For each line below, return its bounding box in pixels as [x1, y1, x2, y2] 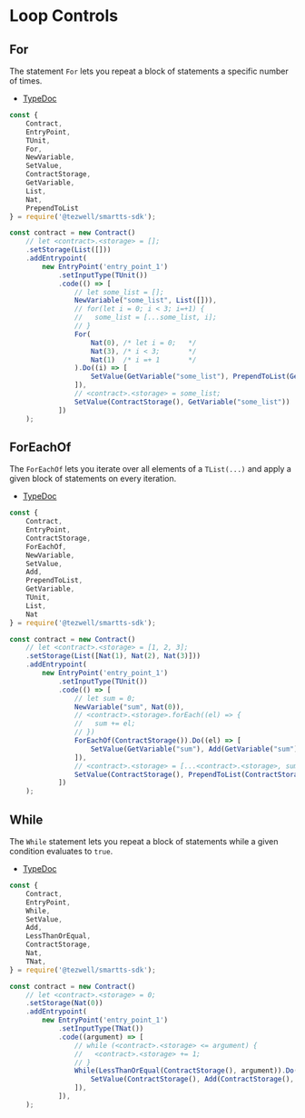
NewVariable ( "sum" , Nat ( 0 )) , [74, 702, 184, 712]
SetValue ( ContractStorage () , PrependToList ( [74, 770, 246, 779]
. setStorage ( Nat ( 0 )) [25, 999, 103, 1008]
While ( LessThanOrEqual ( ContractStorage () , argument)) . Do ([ [74, 1066, 302, 1075]
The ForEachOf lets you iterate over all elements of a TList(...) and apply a [9, 464, 292, 474]
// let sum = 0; [74, 694, 136, 703]
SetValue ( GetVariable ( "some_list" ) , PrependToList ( [90, 372, 290, 382]
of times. [9, 75, 43, 86]
